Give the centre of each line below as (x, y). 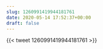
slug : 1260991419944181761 (41, 12)
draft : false (23, 23)
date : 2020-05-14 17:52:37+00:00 (49, 18)
